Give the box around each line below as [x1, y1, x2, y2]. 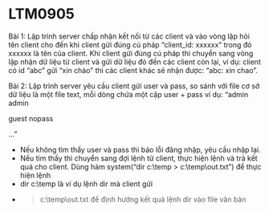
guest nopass [8, 113, 54, 123]
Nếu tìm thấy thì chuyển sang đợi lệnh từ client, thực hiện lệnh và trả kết [19, 153, 259, 163]
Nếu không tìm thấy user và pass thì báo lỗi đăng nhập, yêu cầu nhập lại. [19, 145, 261, 154]
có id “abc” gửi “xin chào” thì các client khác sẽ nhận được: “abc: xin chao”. [8, 65, 259, 75]
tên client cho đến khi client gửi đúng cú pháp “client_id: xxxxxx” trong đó [8, 39, 252, 49]
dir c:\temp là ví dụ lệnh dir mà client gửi [19, 178, 153, 189]
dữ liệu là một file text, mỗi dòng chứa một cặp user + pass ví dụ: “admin [8, 89, 249, 99]
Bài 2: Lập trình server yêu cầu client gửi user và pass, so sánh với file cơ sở [8, 81, 260, 91]
